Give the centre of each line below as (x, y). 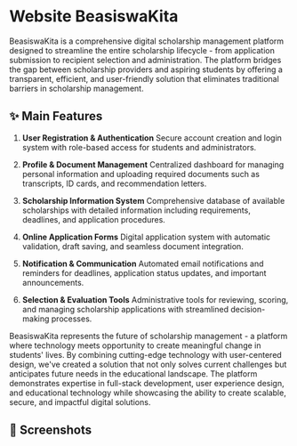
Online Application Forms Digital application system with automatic (146, 237)
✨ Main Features (56, 116)
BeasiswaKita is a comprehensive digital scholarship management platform (147, 41)
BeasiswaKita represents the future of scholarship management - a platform (148, 336)
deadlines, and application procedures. (94, 219)
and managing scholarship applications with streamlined (125, 309)
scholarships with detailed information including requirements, (136, 210)
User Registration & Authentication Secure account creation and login (152, 138)
